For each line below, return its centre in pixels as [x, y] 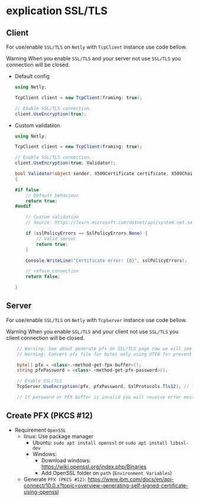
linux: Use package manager [58, 436]
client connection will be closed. [45, 338]
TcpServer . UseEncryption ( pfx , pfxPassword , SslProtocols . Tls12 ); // [103, 387]
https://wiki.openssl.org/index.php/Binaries [94, 467]
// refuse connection [52, 271]
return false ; [43, 277]
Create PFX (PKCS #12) [49, 416]
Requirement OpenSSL [40, 430]
